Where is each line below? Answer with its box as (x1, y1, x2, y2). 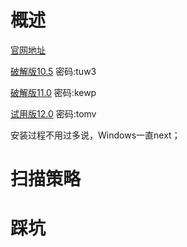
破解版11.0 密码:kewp (10, 86, 97, 98)
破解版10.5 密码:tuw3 (10, 65, 97, 77)
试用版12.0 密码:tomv (10, 107, 97, 120)
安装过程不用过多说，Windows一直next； (10, 129, 181, 141)
